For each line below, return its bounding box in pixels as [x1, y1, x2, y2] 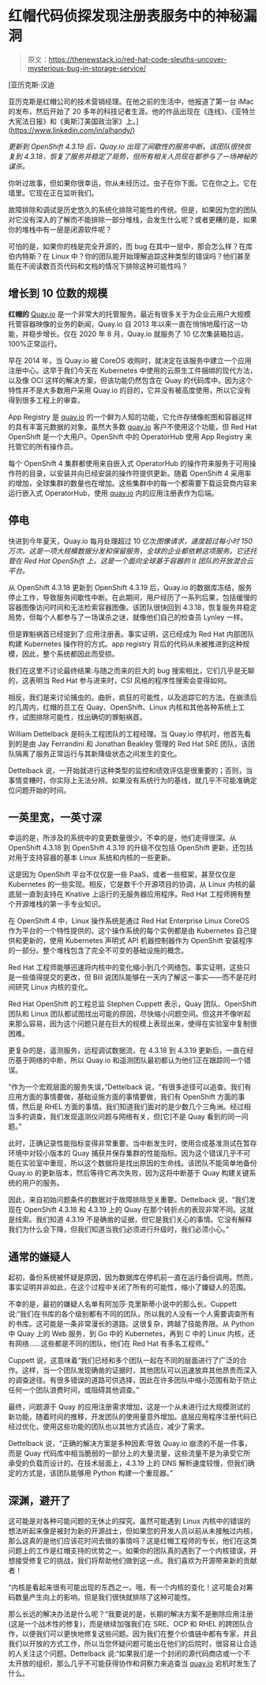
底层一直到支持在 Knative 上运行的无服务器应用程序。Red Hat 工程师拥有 [8, 889, 245, 899]
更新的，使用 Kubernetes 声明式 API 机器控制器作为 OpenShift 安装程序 [21, 936, 253, 945]
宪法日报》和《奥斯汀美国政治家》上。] [14, 116, 140, 126]
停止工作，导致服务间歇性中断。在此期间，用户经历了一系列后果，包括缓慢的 [8, 593, 257, 602]
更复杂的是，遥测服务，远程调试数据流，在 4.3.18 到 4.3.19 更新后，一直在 [8, 1046, 247, 1055]
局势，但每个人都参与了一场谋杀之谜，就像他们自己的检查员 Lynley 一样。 [8, 612, 248, 622]
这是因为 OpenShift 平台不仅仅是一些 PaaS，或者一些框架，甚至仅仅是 [8, 869, 237, 879]
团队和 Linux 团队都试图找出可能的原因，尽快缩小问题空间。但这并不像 [8, 1009, 238, 1019]
